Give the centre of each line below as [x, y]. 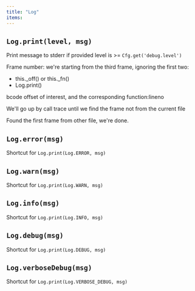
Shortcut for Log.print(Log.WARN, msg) [55, 185]
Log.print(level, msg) [49, 41]
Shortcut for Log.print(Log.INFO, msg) [55, 217]
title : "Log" [23, 12]
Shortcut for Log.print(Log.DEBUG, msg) [56, 249]
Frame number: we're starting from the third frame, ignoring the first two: [98, 67]
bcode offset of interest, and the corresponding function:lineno [85, 97]
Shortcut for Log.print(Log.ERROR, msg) [56, 153]
